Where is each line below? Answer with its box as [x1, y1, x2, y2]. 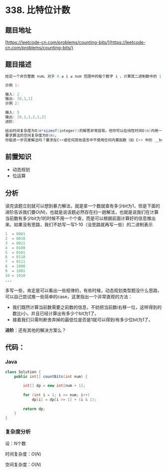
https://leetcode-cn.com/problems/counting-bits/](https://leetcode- [6, 39, 146, 45]
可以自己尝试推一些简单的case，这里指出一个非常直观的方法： [5, 293, 133, 299]
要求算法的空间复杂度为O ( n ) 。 [5, 133, 59, 138]
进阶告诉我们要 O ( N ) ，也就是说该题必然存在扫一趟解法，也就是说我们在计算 [5, 209, 159, 215]
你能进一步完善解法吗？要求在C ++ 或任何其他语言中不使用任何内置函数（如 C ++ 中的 [5, 137, 153, 142]
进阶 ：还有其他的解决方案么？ [5, 327, 66, 333]
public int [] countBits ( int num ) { [14, 374, 88, 379]
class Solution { [5, 370, 41, 375]
